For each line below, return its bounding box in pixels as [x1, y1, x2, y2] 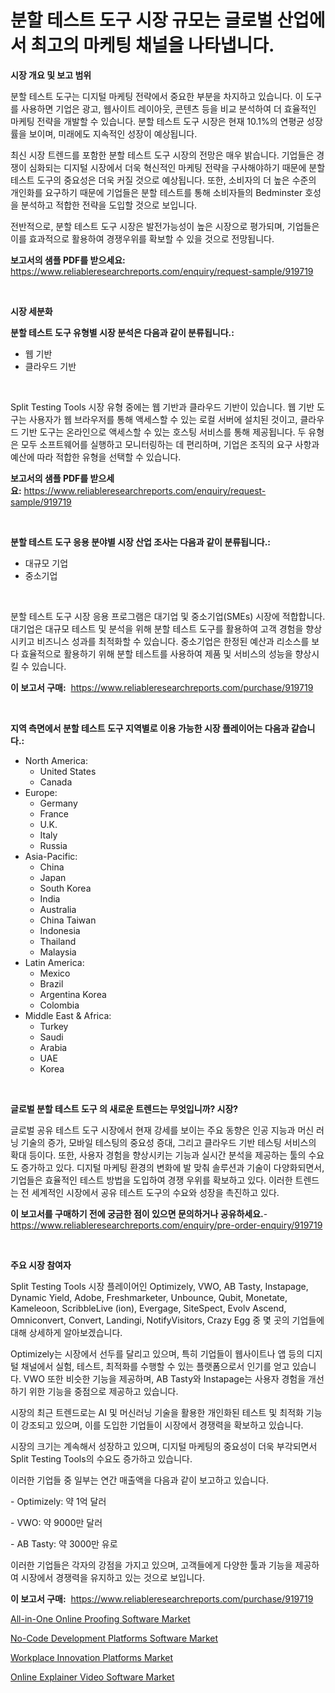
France [39, 807, 70, 820]
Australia [39, 903, 77, 915]
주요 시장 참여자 [10, 1259, 72, 1271]
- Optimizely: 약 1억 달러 [10, 1495, 107, 1507]
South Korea [39, 882, 92, 894]
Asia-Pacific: [24, 850, 78, 862]
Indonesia [39, 924, 81, 936]
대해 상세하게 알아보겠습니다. [10, 1326, 123, 1338]
